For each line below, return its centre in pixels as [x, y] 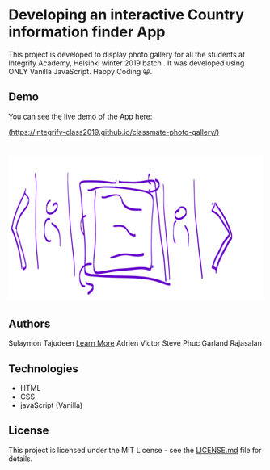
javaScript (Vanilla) [51, 405]
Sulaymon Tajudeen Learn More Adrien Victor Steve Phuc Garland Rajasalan [135, 343]
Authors [30, 323]
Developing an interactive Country [126, 15]
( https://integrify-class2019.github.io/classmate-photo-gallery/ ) [114, 132]
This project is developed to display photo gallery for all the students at [127, 54]
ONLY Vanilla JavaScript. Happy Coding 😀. [80, 71]
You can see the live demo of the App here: [80, 116]
